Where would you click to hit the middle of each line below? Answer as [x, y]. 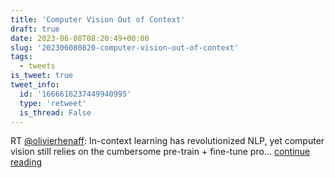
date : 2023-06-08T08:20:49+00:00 [80, 38]
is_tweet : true [42, 76]
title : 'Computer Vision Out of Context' [98, 19]
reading [26, 162]
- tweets [37, 66]
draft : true [35, 29]
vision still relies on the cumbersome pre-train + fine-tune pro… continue [160, 152]
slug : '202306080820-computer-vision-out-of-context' [125, 47]
